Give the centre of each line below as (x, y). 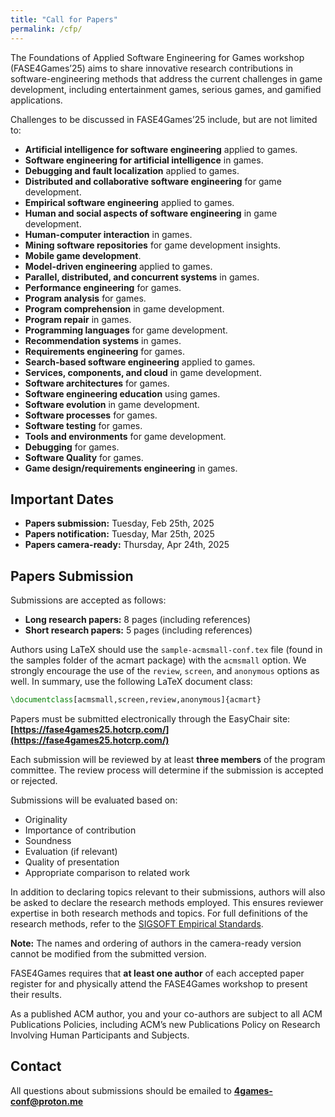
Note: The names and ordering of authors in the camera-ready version (156, 943)
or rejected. (34, 780)
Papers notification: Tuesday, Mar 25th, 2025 (119, 534)
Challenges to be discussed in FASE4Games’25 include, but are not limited (164, 119)
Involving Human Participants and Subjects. (100, 1035)
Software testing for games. (83, 425)
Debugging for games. (72, 447)
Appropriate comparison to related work (107, 872)
